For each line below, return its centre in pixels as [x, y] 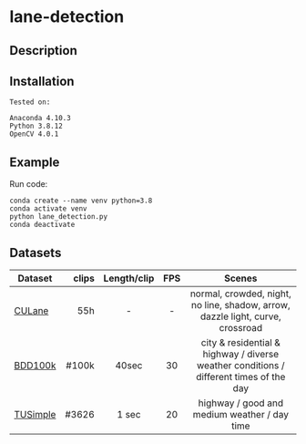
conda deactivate [42, 225]
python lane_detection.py [58, 217]
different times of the [240, 377]
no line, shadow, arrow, [241, 305]
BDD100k [35, 366]
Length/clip [129, 278]
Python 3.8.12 [36, 126]
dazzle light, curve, [241, 316]
